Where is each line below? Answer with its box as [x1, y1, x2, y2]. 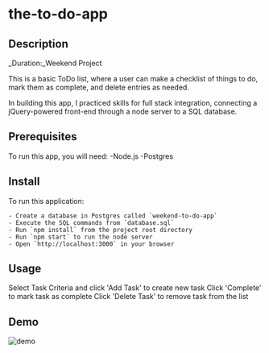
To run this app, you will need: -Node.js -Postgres [8, 151, 174, 161]
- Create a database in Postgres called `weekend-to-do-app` [8, 211, 218, 220]
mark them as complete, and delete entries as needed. [8, 82, 189, 92]
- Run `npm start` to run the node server [8, 233, 153, 241]
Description [8, 37, 68, 51]
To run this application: [8, 196, 85, 206]
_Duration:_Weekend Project [8, 58, 102, 68]
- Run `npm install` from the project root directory [8, 226, 193, 234]
